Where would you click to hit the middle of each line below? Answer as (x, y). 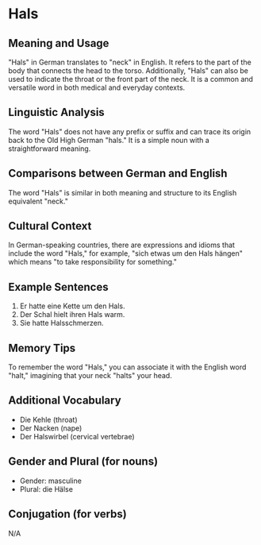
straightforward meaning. (50, 149)
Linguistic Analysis (56, 112)
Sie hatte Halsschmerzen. (61, 323)
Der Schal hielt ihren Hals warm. (72, 315)
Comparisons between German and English (118, 174)
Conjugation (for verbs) (67, 514)
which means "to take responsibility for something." (92, 262)
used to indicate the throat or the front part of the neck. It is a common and (131, 79)
